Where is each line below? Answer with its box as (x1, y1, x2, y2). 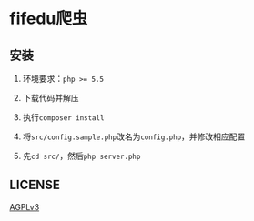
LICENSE (9, 177, 61, 193)
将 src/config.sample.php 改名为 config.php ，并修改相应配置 (22, 131, 246, 142)
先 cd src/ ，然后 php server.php (22, 151, 141, 161)
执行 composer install (22, 112, 105, 123)
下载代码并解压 (22, 93, 79, 103)
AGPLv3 (9, 201, 40, 212)
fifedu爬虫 (9, 8, 88, 29)
